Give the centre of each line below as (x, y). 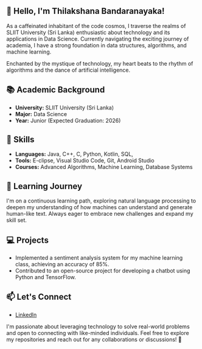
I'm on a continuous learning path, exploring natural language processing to (101, 201)
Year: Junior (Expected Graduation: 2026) (68, 120)
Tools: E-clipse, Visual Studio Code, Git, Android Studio (85, 161)
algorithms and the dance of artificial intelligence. (68, 70)
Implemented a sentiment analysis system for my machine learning (99, 258)
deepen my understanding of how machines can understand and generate (99, 207)
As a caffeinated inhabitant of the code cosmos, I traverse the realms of (96, 26)
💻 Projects (27, 240)
